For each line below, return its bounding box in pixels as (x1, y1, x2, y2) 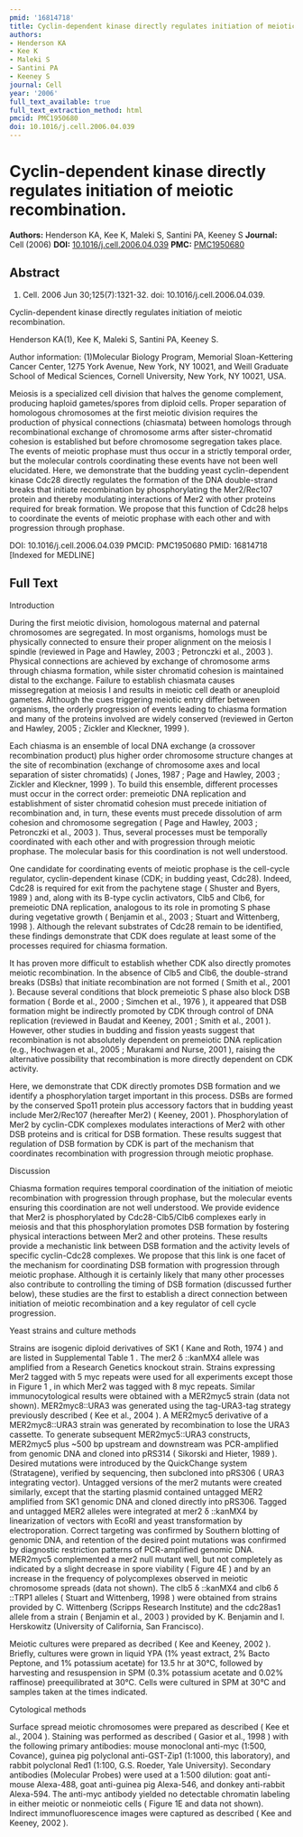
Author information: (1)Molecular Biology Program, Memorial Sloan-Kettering (9, 351, 293, 362)
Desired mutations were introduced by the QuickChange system (9, 1458, 248, 1469)
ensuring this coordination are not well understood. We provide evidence (9, 1202, 280, 1213)
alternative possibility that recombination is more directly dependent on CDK (9, 1053, 293, 1064)
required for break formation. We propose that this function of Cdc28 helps (9, 503, 289, 514)
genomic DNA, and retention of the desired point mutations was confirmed (9, 1534, 287, 1545)
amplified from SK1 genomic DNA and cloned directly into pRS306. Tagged (9, 1496, 287, 1506)
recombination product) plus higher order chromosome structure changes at (9, 750, 293, 760)
